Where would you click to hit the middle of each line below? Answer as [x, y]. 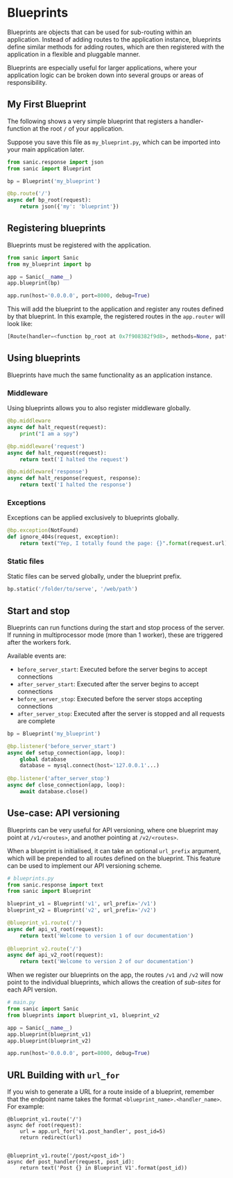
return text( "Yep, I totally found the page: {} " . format [104, 544]
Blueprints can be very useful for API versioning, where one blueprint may [113, 830]
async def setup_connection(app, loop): [67, 752]
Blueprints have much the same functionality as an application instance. [110, 375]
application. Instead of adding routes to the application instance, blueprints [114, 39]
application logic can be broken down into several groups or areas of [105, 75]
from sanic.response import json [55, 162]
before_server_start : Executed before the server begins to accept [112, 669]
